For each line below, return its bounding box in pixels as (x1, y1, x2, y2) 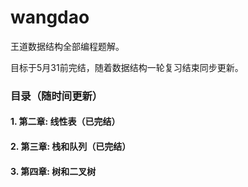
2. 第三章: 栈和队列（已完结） (10, 141, 132, 153)
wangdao (10, 6, 90, 29)
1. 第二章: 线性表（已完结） (10, 116, 121, 128)
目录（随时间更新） (10, 89, 103, 103)
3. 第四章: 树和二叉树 (10, 165, 97, 177)
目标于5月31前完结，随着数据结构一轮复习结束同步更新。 (10, 61, 244, 73)
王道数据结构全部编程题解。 (10, 40, 125, 52)
